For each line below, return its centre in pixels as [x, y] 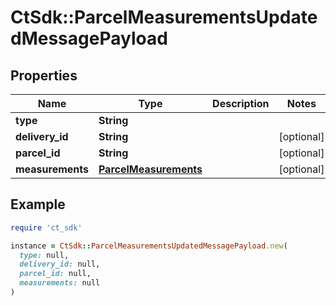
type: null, [44, 255]
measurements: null [60, 283]
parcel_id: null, [55, 274]
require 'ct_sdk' [46, 227]
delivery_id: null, [60, 264]
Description [241, 103]
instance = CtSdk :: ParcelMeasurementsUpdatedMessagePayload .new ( [149, 246]
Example [38, 204]
